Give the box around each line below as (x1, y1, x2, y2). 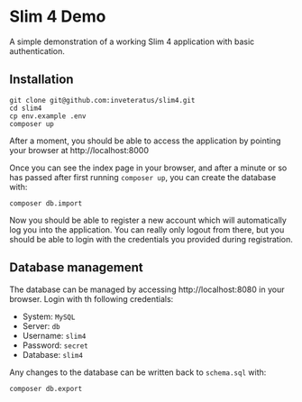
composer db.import (9, 198, 83, 208)
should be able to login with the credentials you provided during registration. (9, 233, 293, 244)
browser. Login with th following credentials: (9, 293, 174, 304)
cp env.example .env (9, 111, 87, 121)
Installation (9, 72, 74, 87)
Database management (9, 260, 144, 276)
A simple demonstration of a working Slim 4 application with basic (9, 36, 255, 47)
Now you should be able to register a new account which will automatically (9, 215, 287, 225)
